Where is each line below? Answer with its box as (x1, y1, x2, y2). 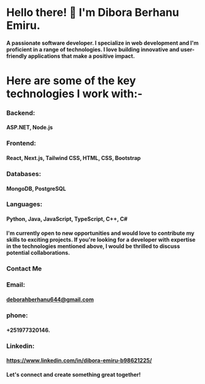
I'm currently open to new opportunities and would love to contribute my (6, 229, 195, 237)
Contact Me (6, 264, 42, 272)
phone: (6, 311, 28, 320)
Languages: (6, 200, 43, 209)
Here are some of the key (6, 74, 136, 88)
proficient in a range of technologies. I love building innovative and (6, 45, 179, 53)
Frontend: (6, 139, 37, 148)
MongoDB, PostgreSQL (6, 185, 66, 192)
